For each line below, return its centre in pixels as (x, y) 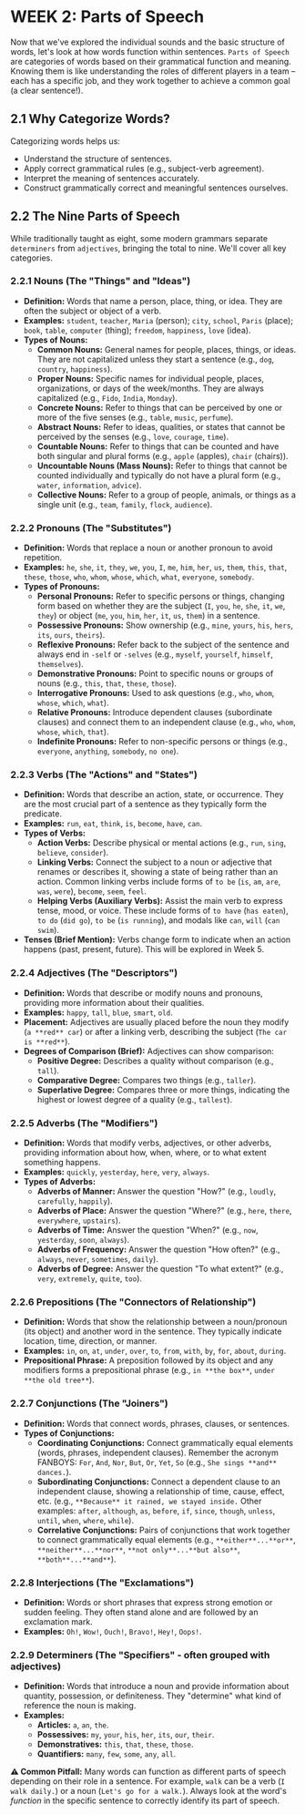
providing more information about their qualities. (114, 1002)
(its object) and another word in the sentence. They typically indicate (152, 1331)
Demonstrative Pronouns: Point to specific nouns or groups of (155, 674)
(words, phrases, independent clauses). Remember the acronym (158, 1452)
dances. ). (54, 1471)
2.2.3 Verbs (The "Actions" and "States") (104, 774)
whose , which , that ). (73, 732)
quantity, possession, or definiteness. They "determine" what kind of (152, 1696)
